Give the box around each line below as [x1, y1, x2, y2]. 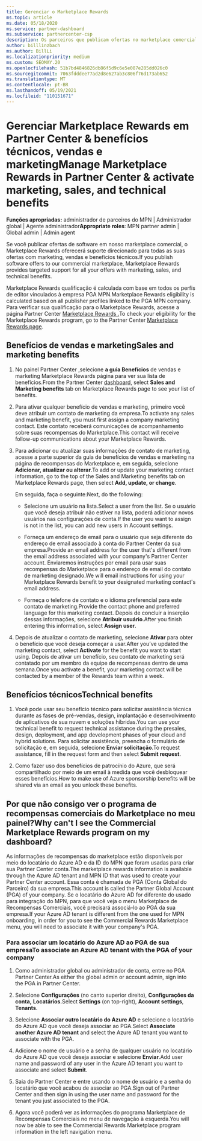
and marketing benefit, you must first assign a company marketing [14, 416, 180, 423]
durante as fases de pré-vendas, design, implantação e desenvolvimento [14, 712, 196, 719]
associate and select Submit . [14, 1066, 88, 1073]
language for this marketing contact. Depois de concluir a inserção [23, 609, 189, 616]
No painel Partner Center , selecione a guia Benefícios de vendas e [14, 366, 182, 373]
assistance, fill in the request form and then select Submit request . [14, 750, 182, 758]
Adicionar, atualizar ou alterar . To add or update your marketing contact [14, 466, 194, 473]
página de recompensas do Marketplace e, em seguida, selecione [14, 459, 179, 467]
